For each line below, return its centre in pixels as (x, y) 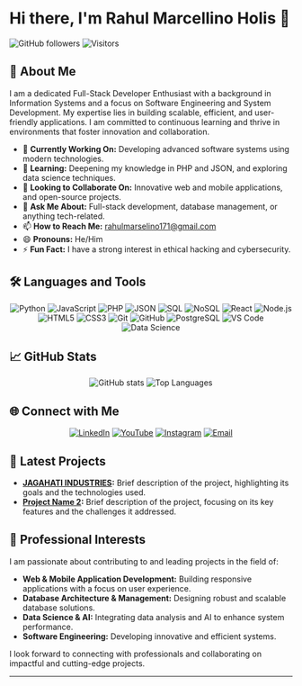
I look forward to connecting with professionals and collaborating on (136, 654)
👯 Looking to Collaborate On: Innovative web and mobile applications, (152, 187)
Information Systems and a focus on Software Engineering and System (140, 103)
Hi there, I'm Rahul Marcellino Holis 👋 (150, 18)
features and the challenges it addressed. (99, 511)
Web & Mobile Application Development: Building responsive (137, 579)
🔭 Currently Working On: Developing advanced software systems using (156, 149)
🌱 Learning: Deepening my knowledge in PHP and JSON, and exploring (155, 168)
